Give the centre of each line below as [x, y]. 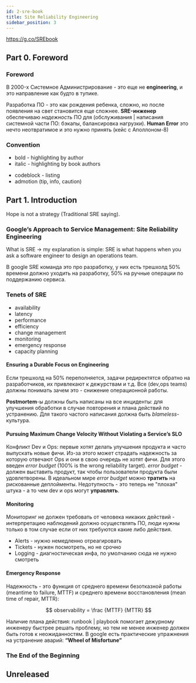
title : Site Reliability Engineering [52, 17]
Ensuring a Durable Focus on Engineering [58, 365]
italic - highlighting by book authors [58, 164]
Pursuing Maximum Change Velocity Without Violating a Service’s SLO [94, 434]
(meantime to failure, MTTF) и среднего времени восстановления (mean [96, 592]
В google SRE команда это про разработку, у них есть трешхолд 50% [93, 267]
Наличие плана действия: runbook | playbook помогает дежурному [90, 621]
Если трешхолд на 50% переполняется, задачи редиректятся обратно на [98, 378]
